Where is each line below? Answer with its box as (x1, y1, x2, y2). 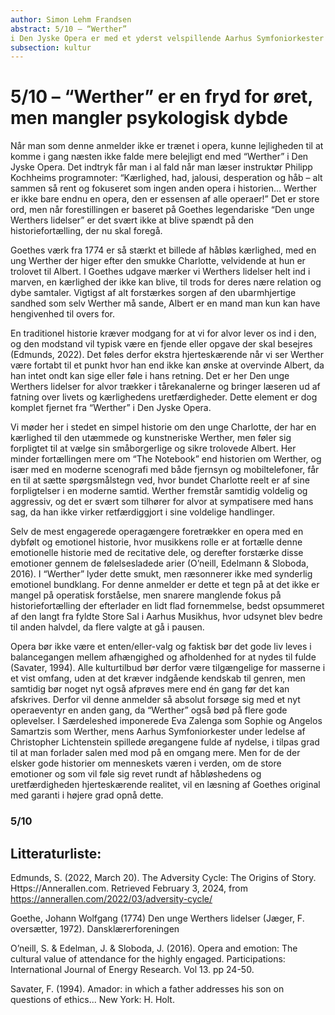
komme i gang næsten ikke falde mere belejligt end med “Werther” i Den (10, 151, 309, 163)
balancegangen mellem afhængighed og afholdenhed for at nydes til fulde (10, 651, 317, 663)
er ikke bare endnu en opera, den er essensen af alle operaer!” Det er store (10, 193, 320, 205)
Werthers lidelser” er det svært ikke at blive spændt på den (10, 214, 255, 226)
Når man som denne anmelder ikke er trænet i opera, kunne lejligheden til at (10, 140, 324, 152)
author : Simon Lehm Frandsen (10, 14, 132, 25)
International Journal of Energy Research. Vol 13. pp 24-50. (10, 963, 255, 975)
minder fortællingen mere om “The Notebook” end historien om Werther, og (10, 453, 322, 465)
